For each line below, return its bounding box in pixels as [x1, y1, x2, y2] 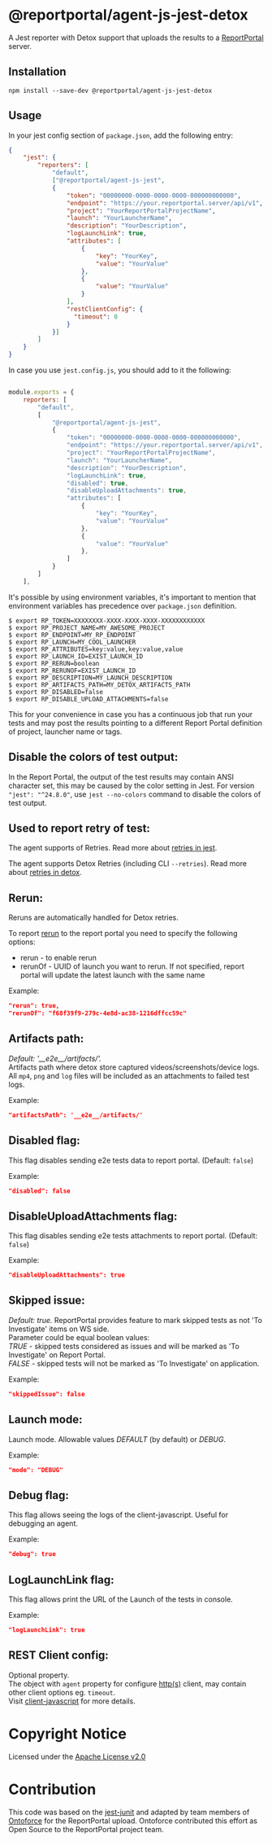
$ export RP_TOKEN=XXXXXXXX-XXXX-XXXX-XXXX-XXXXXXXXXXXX [8, 617, 205, 625]
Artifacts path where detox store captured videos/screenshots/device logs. [8, 1062, 260, 1072]
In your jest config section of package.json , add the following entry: [8, 130, 234, 140]
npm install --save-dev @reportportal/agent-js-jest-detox [8, 86, 213, 95]
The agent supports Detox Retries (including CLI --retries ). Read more [8, 859, 248, 868]
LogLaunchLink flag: [8, 1572, 114, 1586]
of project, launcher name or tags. [8, 727, 123, 736]
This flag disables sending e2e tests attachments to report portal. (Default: [8, 1231, 258, 1241]
